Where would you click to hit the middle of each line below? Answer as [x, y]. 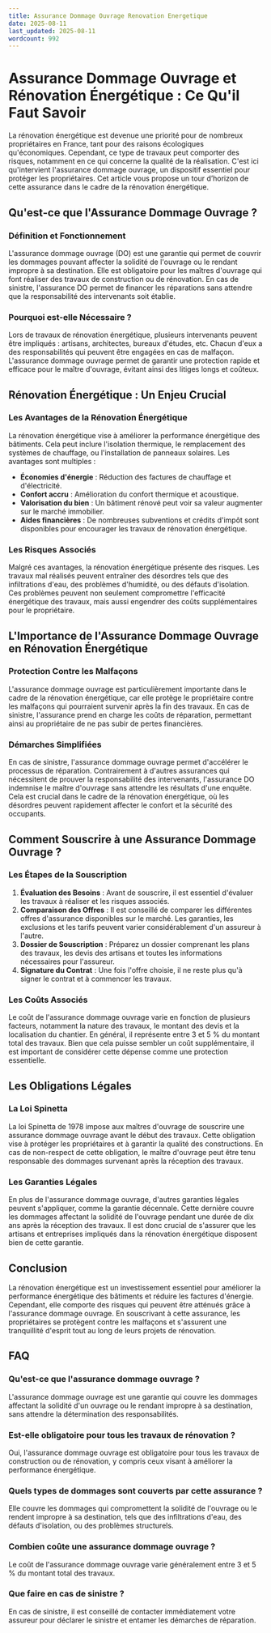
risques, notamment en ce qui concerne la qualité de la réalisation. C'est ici [133, 161]
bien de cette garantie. [46, 1243]
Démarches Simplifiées [55, 744]
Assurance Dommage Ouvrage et [123, 79]
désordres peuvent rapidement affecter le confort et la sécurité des [121, 805]
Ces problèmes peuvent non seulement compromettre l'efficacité [117, 593]
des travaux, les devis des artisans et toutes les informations [121, 953]
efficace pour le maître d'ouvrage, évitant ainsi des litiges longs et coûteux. [134, 369]
